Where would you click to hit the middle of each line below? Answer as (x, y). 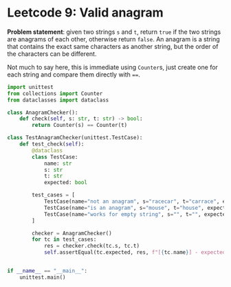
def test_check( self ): (52, 144)
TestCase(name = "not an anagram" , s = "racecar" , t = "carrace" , (132, 201)
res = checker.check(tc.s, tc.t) (91, 246)
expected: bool (66, 183)
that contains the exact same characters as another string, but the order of (113, 46)
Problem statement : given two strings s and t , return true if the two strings (114, 32)
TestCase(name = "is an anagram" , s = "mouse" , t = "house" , (124, 208)
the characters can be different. (52, 54)
